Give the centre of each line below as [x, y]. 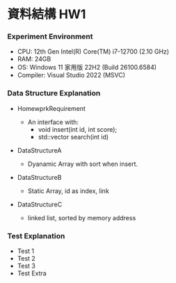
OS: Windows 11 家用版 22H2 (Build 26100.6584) [87, 68]
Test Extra [32, 273]
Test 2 [26, 259]
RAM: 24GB [34, 59]
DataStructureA [39, 150]
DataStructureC [40, 204]
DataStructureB [39, 177]
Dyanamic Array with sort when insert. [82, 164]
